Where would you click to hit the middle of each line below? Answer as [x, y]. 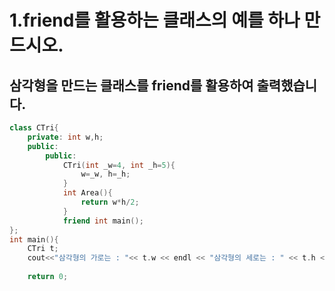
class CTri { [34, 128]
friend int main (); [103, 221]
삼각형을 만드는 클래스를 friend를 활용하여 [131, 85]
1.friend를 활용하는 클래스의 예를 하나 [155, 20]
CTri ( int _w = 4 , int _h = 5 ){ [119, 165]
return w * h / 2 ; [110, 202]
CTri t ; [43, 249]
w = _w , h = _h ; [105, 174]
